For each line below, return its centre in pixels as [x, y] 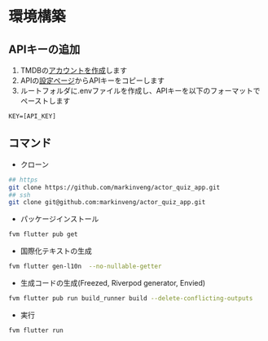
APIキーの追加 [44, 49]
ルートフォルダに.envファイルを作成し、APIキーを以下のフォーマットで [140, 91]
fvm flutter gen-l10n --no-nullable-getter [85, 267]
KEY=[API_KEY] [33, 116]
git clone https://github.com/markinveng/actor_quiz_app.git [114, 187]
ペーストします [45, 101]
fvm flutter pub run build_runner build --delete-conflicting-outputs [131, 299]
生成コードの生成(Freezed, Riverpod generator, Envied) [113, 283]
